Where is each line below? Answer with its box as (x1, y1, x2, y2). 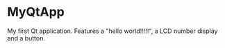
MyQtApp (7, 4, 65, 20)
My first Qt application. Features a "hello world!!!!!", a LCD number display (7, 27, 218, 35)
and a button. (7, 34, 46, 42)
